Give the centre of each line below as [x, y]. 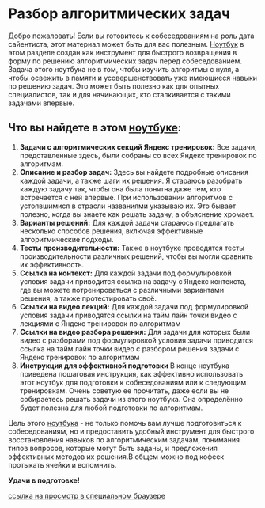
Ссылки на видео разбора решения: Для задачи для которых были [135, 332]
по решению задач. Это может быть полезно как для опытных [114, 86]
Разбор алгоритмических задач [119, 14]
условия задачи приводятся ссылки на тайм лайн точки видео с [128, 315]
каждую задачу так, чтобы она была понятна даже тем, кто [120, 189]
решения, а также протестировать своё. [88, 298]
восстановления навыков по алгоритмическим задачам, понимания [124, 439]
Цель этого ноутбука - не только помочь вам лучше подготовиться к [125, 423]
